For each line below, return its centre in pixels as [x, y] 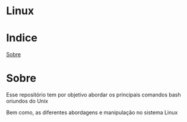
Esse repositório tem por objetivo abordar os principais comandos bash [93, 95]
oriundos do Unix [27, 101]
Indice [22, 38]
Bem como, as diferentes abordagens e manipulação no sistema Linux [92, 113]
